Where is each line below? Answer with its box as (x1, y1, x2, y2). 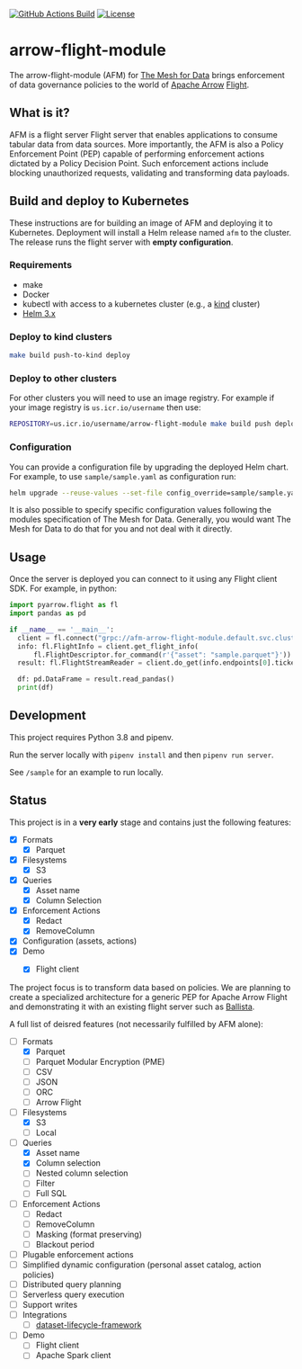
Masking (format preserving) (35, 1229, 142, 1239)
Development (9, 708, 87, 723)
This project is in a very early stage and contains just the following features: (9, 817, 292, 828)
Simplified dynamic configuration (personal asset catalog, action (22, 1259, 262, 1270)
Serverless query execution (22, 1289, 125, 1300)
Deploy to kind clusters (9, 330, 112, 343)
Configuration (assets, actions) (22, 935, 138, 946)
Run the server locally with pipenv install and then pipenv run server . (9, 749, 274, 760)
